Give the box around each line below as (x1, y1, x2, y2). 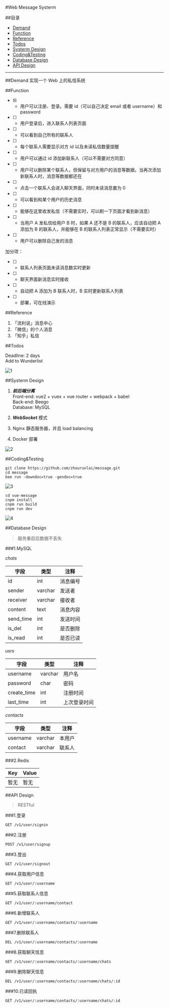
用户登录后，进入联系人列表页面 (20, 121, 87, 126)
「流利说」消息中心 (12, 320, 53, 326)
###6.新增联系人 (5, 910, 40, 916)
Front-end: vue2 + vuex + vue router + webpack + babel (12, 393, 130, 399)
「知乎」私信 (12, 333, 39, 338)
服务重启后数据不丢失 (17, 536, 62, 541)
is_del (8, 625, 22, 632)
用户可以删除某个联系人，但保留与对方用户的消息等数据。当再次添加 (20, 167, 161, 173)
